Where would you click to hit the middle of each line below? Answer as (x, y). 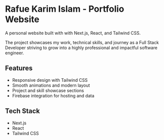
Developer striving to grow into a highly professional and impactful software (81, 47)
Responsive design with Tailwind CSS (50, 80)
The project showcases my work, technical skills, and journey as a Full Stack (82, 42)
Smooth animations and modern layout (51, 85)
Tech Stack (22, 111)
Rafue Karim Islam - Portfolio (65, 9)
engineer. (15, 53)
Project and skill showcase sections (48, 90)
